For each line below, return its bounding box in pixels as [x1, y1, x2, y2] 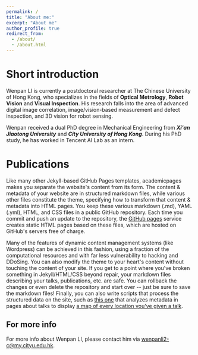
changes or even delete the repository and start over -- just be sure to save [6, 283, 191, 290]
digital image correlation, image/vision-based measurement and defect [6, 106, 180, 113]
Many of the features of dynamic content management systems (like [6, 239, 174, 246]
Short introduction [6, 68, 99, 81]
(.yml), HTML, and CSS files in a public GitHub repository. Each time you [6, 209, 183, 216]
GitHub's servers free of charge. [6, 227, 86, 235]
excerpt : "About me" [6, 20, 58, 26]
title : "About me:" [6, 14, 55, 20]
